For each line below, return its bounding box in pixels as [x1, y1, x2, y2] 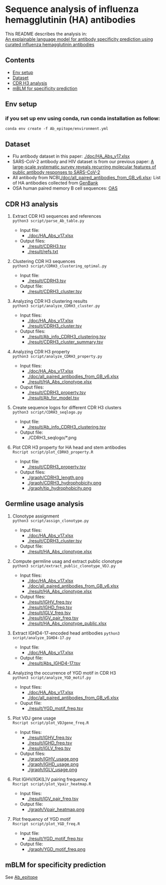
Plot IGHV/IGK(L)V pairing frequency [12, 776, 88, 782]
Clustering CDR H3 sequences [12, 259, 75, 265]
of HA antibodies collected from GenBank [12, 180, 98, 186]
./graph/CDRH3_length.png [27, 474, 84, 480]
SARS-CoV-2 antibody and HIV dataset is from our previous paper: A [12, 159, 154, 165]
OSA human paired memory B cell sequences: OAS [12, 185, 118, 191]
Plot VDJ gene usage [12, 715, 56, 721]
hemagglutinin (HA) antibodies [5, 14, 136, 26]
